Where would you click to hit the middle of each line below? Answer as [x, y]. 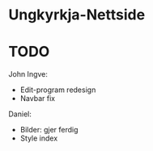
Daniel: [20, 114]
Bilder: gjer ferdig [49, 130]
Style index [39, 138]
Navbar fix [37, 99]
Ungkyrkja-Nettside [77, 15]
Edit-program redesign [58, 90]
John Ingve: [28, 74]
